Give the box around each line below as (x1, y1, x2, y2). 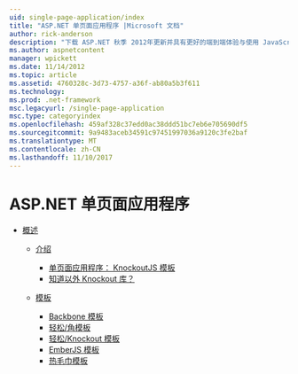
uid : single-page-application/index (9, 12, 145, 22)
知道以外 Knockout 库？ (48, 274, 135, 284)
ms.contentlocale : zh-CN (9, 144, 101, 153)
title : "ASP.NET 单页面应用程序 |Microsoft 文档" (9, 21, 184, 30)
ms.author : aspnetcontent (9, 46, 105, 55)
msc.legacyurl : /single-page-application (9, 104, 165, 113)
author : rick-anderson (9, 29, 93, 38)
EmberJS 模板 (48, 345, 100, 355)
